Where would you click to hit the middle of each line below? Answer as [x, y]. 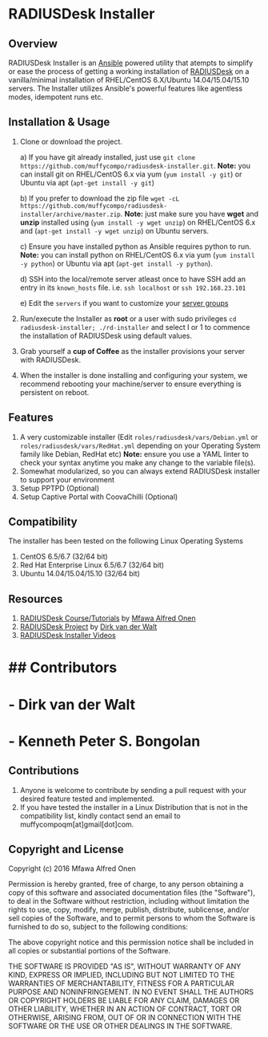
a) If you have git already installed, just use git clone [108, 157]
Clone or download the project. [71, 141]
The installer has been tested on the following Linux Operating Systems [126, 541]
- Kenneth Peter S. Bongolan [104, 741]
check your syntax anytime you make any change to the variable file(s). [138, 462]
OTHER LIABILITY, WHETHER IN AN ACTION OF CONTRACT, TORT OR [125, 1009]
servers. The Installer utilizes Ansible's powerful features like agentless [125, 88]
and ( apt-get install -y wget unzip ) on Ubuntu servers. [114, 230]
